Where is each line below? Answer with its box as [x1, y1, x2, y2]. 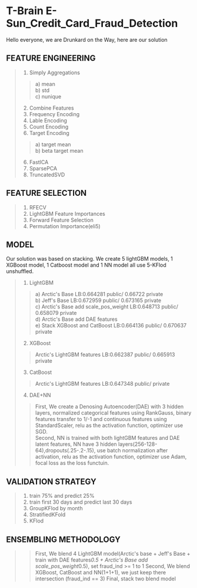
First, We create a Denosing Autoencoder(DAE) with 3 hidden [35, 403, 184, 410]
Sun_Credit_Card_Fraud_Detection [6, 17, 178, 30]
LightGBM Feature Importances [29, 210, 106, 217]
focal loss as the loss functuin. [35, 459, 109, 467]
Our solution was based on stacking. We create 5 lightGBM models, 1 [6, 255, 173, 262]
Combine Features [29, 104, 75, 111]
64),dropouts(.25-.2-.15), [35, 447, 96, 454]
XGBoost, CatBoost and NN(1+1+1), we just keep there [35, 569, 166, 576]
